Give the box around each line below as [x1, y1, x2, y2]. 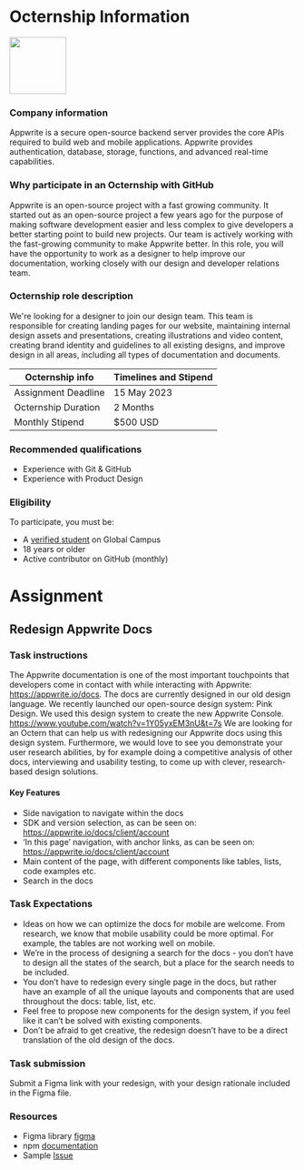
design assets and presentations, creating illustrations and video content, [9, 329, 284, 340]
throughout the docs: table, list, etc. [22, 995, 156, 1006]
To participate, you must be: [9, 517, 115, 528]
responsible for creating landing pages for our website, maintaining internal [9, 320, 290, 331]
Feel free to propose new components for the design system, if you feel [22, 1005, 290, 1016]
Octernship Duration [14, 400, 101, 413]
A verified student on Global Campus [22, 534, 162, 545]
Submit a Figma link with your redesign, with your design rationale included [9, 1078, 290, 1089]
